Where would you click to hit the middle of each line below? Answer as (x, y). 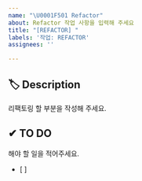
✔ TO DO (30, 133)
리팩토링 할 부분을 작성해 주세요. (58, 108)
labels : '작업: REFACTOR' (49, 37)
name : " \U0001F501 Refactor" (56, 15)
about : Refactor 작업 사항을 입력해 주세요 (71, 23)
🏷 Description (44, 85)
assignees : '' (31, 45)
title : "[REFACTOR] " (44, 30)
